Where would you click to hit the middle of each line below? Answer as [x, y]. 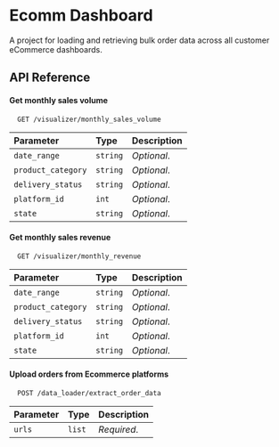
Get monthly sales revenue [60, 238]
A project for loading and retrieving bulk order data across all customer [139, 40]
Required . [118, 429]
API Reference [50, 78]
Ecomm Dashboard [81, 16]
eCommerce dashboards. [56, 49]
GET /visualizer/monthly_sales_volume [90, 119]
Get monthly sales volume [59, 100]
